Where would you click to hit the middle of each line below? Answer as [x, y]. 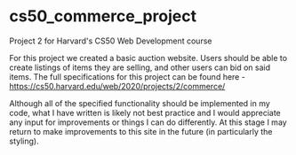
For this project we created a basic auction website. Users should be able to [148, 58]
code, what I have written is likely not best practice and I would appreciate [145, 112]
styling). [24, 141]
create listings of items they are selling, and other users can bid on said [140, 67]
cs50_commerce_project [103, 16]
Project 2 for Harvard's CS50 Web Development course [111, 41]
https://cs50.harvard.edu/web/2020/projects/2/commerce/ [117, 86]
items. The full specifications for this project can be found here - [128, 76]
